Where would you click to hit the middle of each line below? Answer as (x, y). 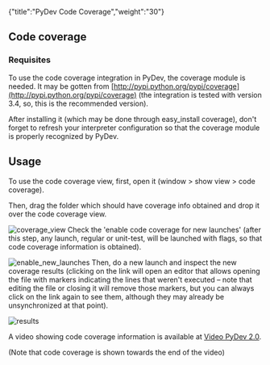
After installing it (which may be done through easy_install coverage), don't (133, 119)
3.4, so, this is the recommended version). (79, 103)
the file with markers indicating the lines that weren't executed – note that (130, 279)
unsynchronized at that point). (58, 305)
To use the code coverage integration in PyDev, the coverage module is (127, 78)
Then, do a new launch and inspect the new (164, 262)
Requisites (29, 60)
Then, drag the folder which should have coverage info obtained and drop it (134, 205)
